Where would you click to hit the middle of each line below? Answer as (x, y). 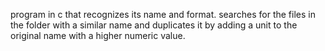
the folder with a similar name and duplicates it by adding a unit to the (154, 25)
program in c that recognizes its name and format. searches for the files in (163, 14)
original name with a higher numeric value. (98, 35)
